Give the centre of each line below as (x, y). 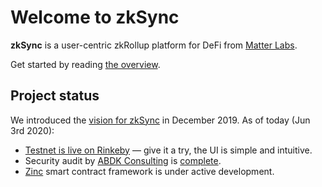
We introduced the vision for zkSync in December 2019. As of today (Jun (160, 120)
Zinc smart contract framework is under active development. (149, 171)
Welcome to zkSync (95, 17)
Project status (55, 96)
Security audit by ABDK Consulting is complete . (123, 160)
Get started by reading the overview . (85, 64)
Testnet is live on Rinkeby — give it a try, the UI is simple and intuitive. (168, 150)
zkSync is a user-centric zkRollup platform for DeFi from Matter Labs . (154, 45)
